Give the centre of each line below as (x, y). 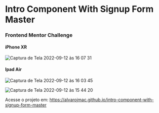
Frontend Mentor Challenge (39, 35)
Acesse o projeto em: (27, 100)
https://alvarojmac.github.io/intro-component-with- (101, 100)
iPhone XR (16, 47)
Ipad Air (14, 69)
